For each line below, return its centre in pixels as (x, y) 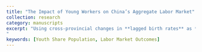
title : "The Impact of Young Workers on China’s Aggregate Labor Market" (101, 12)
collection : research (33, 17)
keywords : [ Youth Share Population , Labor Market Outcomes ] (83, 39)
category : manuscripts (35, 23)
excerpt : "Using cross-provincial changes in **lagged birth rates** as (99, 28)
